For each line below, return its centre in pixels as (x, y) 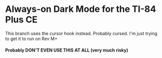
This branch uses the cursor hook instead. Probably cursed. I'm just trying (81, 33)
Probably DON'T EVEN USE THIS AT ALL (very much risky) (67, 50)
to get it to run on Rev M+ (31, 39)
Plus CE (21, 20)
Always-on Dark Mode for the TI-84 (81, 9)
